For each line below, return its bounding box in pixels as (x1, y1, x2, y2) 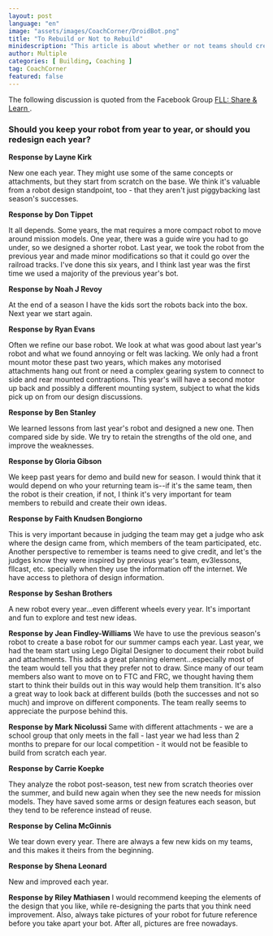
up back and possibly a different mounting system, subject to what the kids (8, 383, 260, 392)
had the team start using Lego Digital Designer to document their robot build (8, 645, 264, 655)
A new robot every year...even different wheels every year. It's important (8, 604, 251, 613)
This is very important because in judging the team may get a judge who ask (8, 529, 264, 539)
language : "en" (8, 19, 60, 28)
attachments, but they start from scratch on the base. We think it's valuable (8, 176, 261, 186)
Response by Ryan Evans (8, 324, 96, 334)
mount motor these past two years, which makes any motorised (8, 357, 222, 366)
